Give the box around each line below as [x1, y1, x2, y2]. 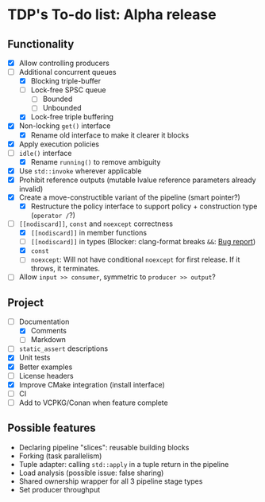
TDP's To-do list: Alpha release [7, 6, 217, 24]
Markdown [30, 335, 67, 344]
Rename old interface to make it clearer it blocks [30, 130, 190, 140]
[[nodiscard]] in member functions [30, 228, 148, 238]
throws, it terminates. [30, 264, 101, 274]
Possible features [7, 422, 96, 435]
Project [7, 296, 44, 309]
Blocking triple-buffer [30, 76, 102, 86]
